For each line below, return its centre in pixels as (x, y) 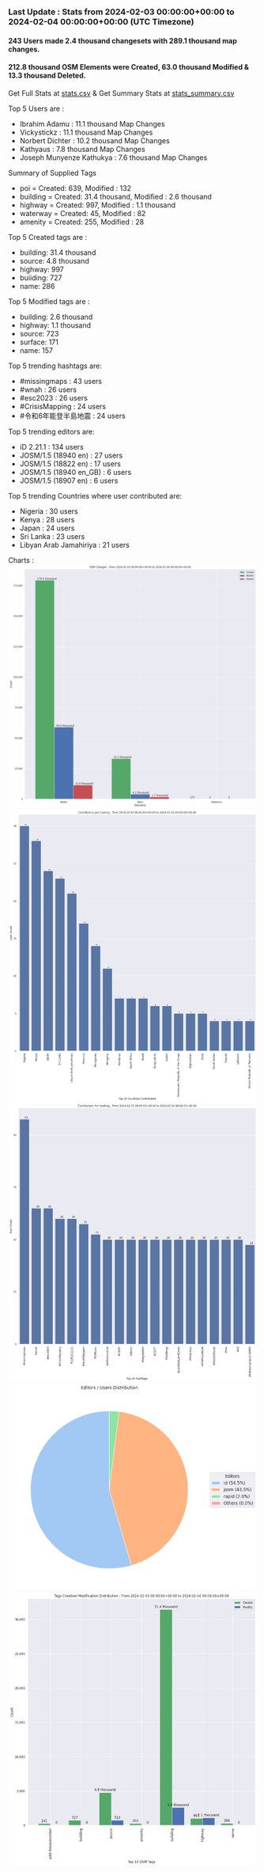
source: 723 (39, 333)
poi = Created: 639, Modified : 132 (75, 188)
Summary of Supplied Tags (53, 173)
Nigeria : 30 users (49, 511)
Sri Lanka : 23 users (52, 536)
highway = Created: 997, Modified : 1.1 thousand (98, 205)
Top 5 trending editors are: (51, 431)
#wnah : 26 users (48, 389)
